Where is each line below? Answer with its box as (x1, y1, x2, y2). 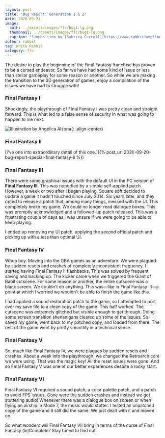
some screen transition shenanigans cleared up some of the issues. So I (5, 314, 151, 320)
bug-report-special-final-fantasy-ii (5, 155, 75, 160)
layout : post (5, 7, 32, 12)
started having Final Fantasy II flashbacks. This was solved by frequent (5, 268, 149, 274)
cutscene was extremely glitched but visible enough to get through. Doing (5, 309, 155, 314)
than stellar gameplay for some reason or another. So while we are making (5, 72, 156, 78)
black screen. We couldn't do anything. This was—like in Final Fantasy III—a (5, 283, 159, 289)
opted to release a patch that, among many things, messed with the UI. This (5, 199, 158, 205)
